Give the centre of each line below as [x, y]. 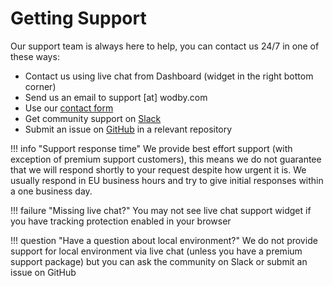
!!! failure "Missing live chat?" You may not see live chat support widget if [161, 210]
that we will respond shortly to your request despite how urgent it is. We [158, 169]
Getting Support [78, 18]
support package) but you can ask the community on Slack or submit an [159, 261]
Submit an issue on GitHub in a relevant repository [128, 129]
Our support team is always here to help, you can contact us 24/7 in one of [165, 46]
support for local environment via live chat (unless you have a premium [156, 251]
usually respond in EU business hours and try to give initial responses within [167, 180]
